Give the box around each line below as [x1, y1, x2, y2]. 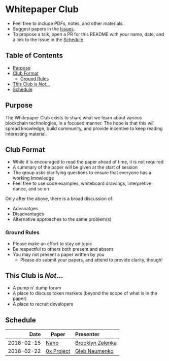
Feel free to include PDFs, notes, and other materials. [12, 20, 124, 26]
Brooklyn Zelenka [75, 339, 117, 346]
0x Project [45, 348, 71, 355]
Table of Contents [5, 51, 63, 60]
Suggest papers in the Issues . [12, 25, 75, 31]
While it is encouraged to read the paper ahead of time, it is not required [12, 159, 164, 165]
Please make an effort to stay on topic [12, 240, 92, 247]
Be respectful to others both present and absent [12, 246, 113, 252]
